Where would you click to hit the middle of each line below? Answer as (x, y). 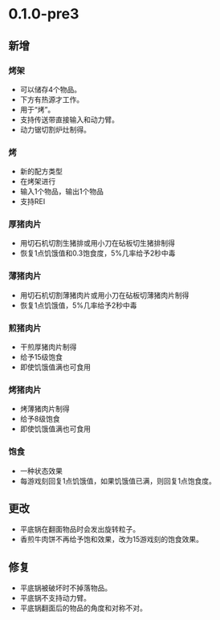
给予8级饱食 (40, 419)
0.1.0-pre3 (44, 14)
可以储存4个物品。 (51, 89)
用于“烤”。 (37, 109)
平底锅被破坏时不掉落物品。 (66, 588)
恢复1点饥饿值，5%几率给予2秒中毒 (79, 305)
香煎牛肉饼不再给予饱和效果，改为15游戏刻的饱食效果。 (111, 540)
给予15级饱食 (41, 357)
